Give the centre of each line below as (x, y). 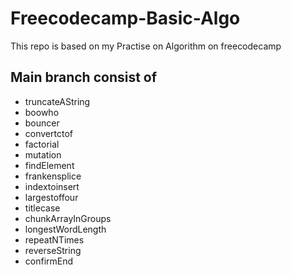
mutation (43, 154)
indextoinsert (52, 186)
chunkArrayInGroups (68, 218)
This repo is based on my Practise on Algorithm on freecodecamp (146, 46)
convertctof (48, 133)
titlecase (42, 208)
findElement (49, 165)
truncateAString (57, 101)
